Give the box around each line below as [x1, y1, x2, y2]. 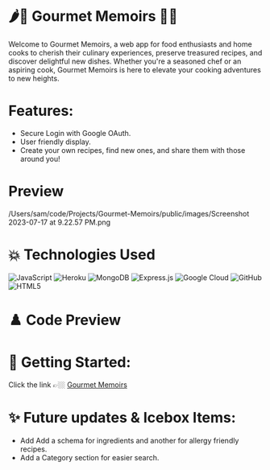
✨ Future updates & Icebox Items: [8, 409, 236, 427]
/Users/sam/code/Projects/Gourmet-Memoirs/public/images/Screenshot [8, 208, 250, 218]
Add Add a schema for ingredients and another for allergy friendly [19, 435, 239, 445]
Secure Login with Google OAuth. [19, 128, 131, 138]
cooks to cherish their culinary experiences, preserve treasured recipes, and [8, 47, 263, 57]
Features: [8, 102, 74, 120]
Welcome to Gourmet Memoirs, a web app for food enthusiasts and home [8, 39, 252, 49]
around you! [19, 154, 60, 163]
